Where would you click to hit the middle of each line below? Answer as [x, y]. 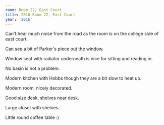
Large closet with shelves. [32, 108]
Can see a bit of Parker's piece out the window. [54, 49]
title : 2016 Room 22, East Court [40, 15]
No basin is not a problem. [33, 68]
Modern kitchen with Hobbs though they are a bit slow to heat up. [73, 78]
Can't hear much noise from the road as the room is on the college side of [82, 34]
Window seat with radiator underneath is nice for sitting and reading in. [79, 59]
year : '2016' [19, 19]
